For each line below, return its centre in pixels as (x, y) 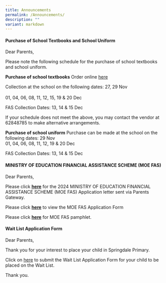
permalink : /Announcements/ (35, 15)
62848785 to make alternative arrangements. (53, 123)
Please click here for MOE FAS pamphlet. (48, 217)
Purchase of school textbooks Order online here (57, 77)
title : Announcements (28, 10)
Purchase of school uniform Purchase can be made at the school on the (81, 133)
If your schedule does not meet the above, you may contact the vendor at (82, 117)
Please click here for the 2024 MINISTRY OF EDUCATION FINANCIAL (78, 186)
